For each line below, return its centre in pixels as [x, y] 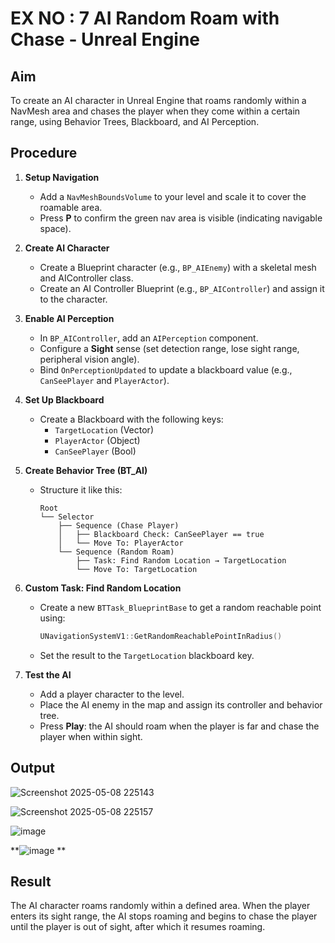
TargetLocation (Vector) [104, 429]
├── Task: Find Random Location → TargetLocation [181, 560]
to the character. [73, 299]
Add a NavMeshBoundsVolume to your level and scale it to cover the [173, 196]
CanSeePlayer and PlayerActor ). [104, 380]
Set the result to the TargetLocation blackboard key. [147, 655]
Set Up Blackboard [64, 399]
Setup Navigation [62, 177]
